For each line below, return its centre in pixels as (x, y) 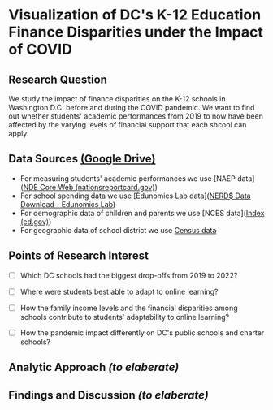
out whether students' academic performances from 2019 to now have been (136, 116)
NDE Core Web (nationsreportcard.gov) (89, 187)
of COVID (41, 50)
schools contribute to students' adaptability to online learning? (125, 317)
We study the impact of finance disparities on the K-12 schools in (117, 99)
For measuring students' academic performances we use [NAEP (128, 178)
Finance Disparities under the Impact (136, 32)
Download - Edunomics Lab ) (68, 204)
